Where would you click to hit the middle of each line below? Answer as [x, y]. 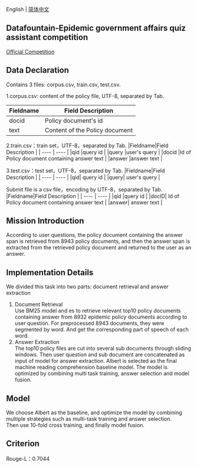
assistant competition [47, 38]
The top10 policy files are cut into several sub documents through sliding [103, 349]
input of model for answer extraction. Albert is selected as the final [96, 361]
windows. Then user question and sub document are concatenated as [100, 355]
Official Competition [30, 51]
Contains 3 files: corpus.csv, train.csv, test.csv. [63, 84]
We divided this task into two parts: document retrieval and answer [88, 287]
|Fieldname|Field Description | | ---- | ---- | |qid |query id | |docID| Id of [93, 196]
